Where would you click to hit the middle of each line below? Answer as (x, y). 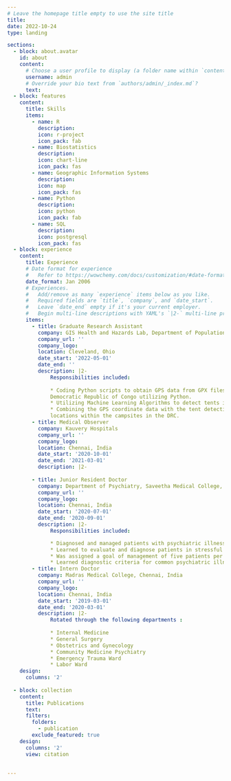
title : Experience (52, 263)
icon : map (52, 186)
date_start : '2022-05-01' (75, 358)
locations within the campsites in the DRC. (115, 416)
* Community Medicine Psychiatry (98, 652)
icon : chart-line (63, 160)
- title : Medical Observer (70, 422)
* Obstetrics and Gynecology (92, 646)
